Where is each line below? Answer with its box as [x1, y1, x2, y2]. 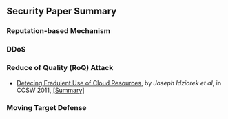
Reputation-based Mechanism [6, 26, 111, 36]
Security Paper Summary [6, 6, 117, 17]
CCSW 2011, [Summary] [16, 86, 85, 94]
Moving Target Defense [6, 103, 87, 113]
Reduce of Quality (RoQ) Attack [6, 63, 114, 73]
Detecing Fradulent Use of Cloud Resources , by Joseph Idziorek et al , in [16, 78, 222, 87]
